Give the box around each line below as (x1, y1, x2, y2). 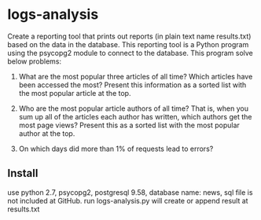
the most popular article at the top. (18, 88, 131, 97)
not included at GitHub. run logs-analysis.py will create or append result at (7, 196, 248, 205)
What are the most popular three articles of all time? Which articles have (18, 71, 253, 81)
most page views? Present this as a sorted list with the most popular (18, 120, 241, 130)
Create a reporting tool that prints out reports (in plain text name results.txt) (7, 31, 252, 41)
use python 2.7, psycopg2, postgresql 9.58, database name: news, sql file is (7, 187, 253, 197)
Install (7, 167, 39, 180)
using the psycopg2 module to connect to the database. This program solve (7, 48, 253, 57)
